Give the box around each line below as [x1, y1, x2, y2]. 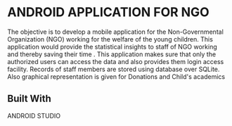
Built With [7, 93, 51, 105]
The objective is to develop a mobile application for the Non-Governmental [7, 27, 224, 36]
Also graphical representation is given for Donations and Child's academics [7, 72, 226, 81]
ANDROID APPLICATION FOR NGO [7, 4, 210, 20]
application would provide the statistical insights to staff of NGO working [7, 42, 217, 51]
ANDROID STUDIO [7, 111, 61, 120]
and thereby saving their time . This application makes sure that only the [7, 50, 217, 58]
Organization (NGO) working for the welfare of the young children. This [7, 34, 213, 43]
